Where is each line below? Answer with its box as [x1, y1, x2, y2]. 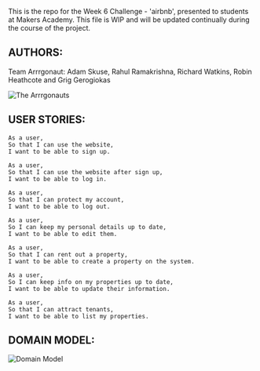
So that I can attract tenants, [8, 305, 114, 313]
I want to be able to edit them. [8, 230, 118, 238]
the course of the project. [8, 24, 91, 32]
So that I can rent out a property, [8, 250, 128, 258]
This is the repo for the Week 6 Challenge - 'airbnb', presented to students [8, 7, 249, 16]
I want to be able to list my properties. [8, 312, 149, 320]
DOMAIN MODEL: [8, 333, 96, 347]
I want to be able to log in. [8, 175, 108, 183]
